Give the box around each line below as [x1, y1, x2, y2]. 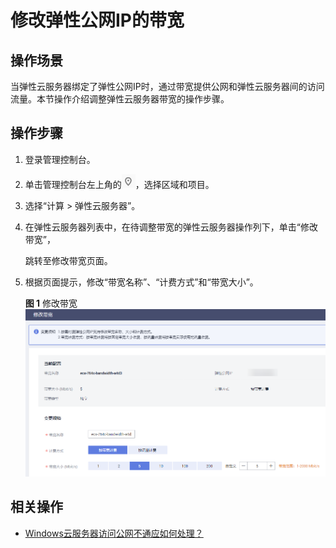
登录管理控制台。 [24, 153, 96, 165]
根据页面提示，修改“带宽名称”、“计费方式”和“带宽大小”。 [24, 276, 259, 288]
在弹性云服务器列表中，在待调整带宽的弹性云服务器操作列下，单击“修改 [24, 221, 318, 233]
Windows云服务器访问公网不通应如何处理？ [24, 527, 204, 539]
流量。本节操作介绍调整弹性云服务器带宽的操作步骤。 [10, 93, 230, 105]
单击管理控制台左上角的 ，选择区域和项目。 [24, 178, 215, 190]
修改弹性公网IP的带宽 [10, 9, 185, 32]
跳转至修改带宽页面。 [24, 254, 113, 266]
